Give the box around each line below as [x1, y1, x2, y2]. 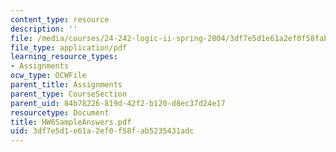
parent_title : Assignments [10, 80, 123, 90]
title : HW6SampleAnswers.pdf [10, 117, 132, 127]
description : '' [10, 24, 78, 34]
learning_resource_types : [10, 52, 118, 62]
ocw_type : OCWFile [10, 71, 87, 81]
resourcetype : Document [10, 107, 110, 118]
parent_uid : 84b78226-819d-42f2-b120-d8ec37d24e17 [10, 98, 226, 108]
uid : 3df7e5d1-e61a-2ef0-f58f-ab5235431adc [10, 126, 195, 136]
